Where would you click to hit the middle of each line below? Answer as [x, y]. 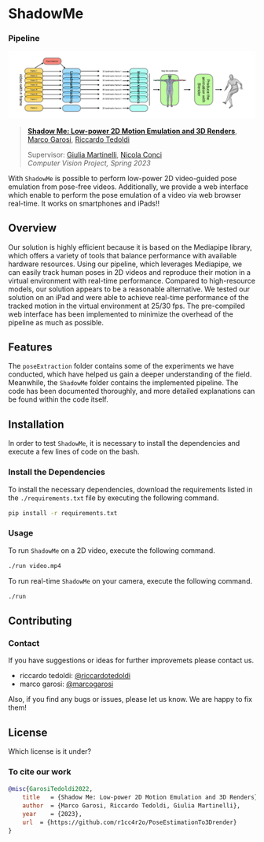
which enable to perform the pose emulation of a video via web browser [125, 195]
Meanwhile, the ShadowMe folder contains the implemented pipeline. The [123, 383]
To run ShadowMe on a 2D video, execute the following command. [112, 550]
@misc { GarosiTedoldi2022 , [50, 789]
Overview [33, 228]
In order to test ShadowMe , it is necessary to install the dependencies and [124, 443]
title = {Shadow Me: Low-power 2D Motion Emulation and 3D [124, 797]
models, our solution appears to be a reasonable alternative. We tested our [129, 289]
